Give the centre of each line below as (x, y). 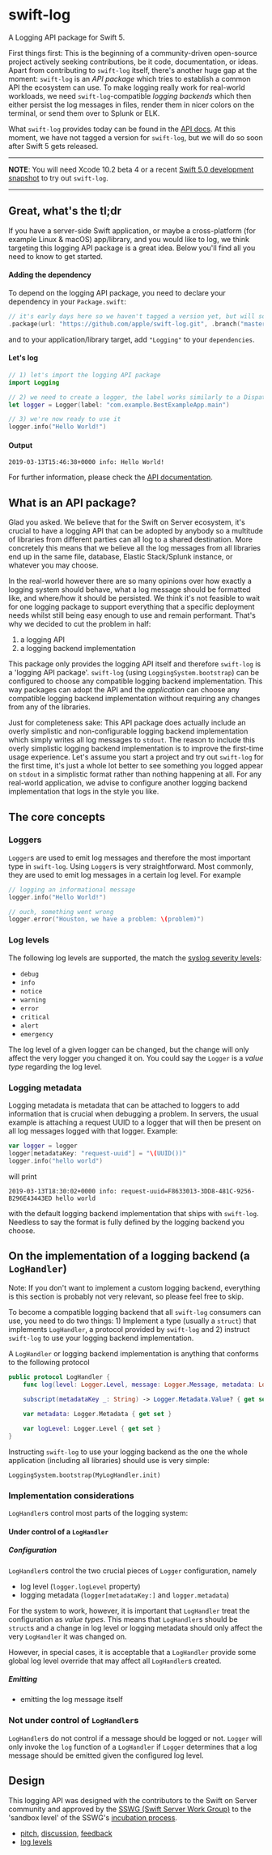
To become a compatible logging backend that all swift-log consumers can (135, 1313)
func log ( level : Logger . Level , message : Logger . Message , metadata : (139, 1385)
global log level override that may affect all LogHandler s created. (115, 1661)
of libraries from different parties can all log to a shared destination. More (131, 539)
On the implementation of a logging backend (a (129, 1255)
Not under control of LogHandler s (74, 1721)
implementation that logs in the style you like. (84, 792)
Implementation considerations (72, 1495)
